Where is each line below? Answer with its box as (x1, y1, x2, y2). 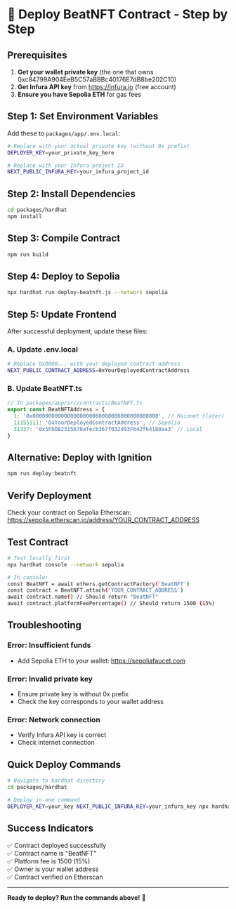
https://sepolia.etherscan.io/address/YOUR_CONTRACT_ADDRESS (7, 516, 200, 524)
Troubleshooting (7, 619, 82, 631)
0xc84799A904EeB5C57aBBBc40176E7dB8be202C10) (17, 75, 177, 84)
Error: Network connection (7, 715, 100, 724)
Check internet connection (17, 738, 95, 747)
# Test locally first (7, 555, 71, 562)
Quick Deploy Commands (7, 758, 122, 771)
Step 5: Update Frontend (7, 308, 117, 320)
